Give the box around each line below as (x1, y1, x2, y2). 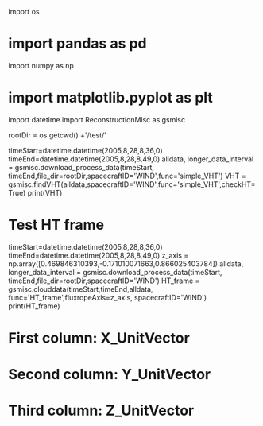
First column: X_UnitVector (8, 329, 191, 347)
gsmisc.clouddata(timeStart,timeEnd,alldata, (8, 284, 153, 293)
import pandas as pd (8, 35, 147, 52)
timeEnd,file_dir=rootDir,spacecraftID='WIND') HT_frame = (8, 276, 200, 285)
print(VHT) (27, 188, 63, 197)
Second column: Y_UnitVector (8, 366, 211, 384)
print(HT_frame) (8, 301, 61, 311)
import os (8, 7, 40, 16)
